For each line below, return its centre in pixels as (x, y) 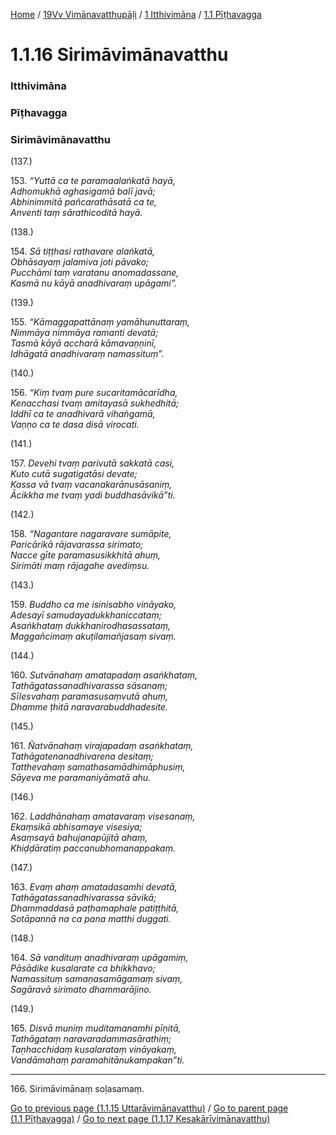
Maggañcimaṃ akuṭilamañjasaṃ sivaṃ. (93, 636)
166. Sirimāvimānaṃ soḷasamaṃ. (77, 1089)
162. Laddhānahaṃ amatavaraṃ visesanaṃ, (103, 816)
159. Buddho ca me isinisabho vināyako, (93, 605)
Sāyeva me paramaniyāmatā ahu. (81, 778)
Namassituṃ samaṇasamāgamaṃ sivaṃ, (96, 979)
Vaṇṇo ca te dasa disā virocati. (75, 425)
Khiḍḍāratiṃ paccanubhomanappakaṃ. (93, 848)
